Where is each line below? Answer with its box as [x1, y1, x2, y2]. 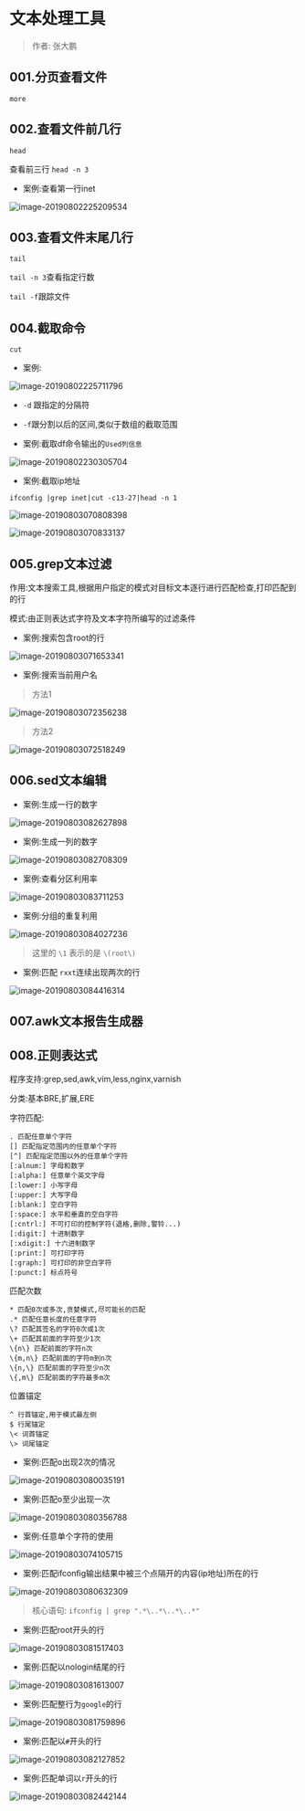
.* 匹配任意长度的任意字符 [9, 1315, 98, 1324]
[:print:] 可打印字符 [9, 1248, 85, 1258]
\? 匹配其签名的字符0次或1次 [9, 1325, 105, 1334]
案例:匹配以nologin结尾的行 [22, 1661, 126, 1672]
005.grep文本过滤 [9, 556, 112, 572]
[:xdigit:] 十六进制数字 [9, 1239, 96, 1248]
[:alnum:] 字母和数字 [9, 1162, 85, 1171]
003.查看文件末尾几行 [9, 229, 134, 245]
